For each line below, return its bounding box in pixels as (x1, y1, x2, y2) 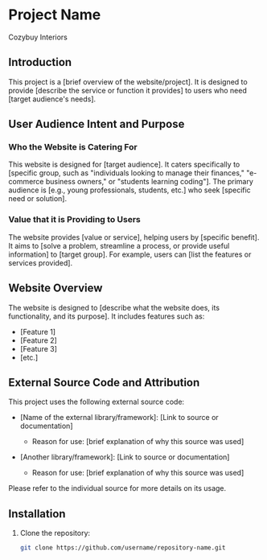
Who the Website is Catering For (8, 142, 138, 153)
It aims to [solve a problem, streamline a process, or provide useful (8, 241, 230, 250)
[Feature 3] (19, 344, 58, 353)
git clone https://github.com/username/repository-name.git (19, 544, 226, 552)
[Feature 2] (19, 336, 58, 345)
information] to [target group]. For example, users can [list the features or (8, 249, 252, 259)
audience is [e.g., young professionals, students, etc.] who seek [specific (8, 185, 251, 195)
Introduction (8, 56, 72, 69)
